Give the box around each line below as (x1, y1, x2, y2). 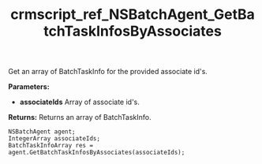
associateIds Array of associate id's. (19, 97, 140, 107)
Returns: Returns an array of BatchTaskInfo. (8, 113, 152, 122)
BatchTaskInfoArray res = (8, 142, 93, 150)
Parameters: (8, 82, 50, 91)
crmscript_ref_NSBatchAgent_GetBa (10, 6, 255, 24)
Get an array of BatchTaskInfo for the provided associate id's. (8, 67, 208, 76)
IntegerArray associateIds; (8, 135, 101, 143)
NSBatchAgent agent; (8, 128, 77, 136)
